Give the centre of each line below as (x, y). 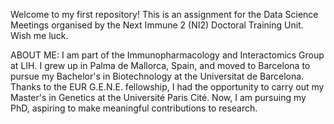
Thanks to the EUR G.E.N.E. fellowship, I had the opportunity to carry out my (167, 87)
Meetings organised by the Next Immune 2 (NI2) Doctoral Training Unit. (157, 25)
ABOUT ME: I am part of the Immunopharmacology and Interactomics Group (167, 55)
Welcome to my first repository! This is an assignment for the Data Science (164, 14)
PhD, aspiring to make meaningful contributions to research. (134, 108)
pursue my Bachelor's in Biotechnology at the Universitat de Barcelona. (157, 76)
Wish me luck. (39, 35)
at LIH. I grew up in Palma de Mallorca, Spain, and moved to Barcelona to (160, 65)
